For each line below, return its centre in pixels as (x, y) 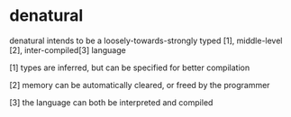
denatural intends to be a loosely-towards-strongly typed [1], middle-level (146, 40)
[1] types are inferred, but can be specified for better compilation (130, 67)
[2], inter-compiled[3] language (68, 49)
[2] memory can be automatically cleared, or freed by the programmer (140, 85)
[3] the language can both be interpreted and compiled (111, 102)
